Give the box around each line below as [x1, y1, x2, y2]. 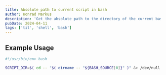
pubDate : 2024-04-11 [5, 21, 48, 26]
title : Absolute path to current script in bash [5, 7, 107, 12]
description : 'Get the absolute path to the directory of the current [5, 16, 154, 21]
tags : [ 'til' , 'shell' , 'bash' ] [5, 25, 72, 30]
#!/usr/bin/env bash [5, 56, 48, 61]
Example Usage [5, 44, 54, 52]
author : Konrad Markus [5, 12, 52, 17]
